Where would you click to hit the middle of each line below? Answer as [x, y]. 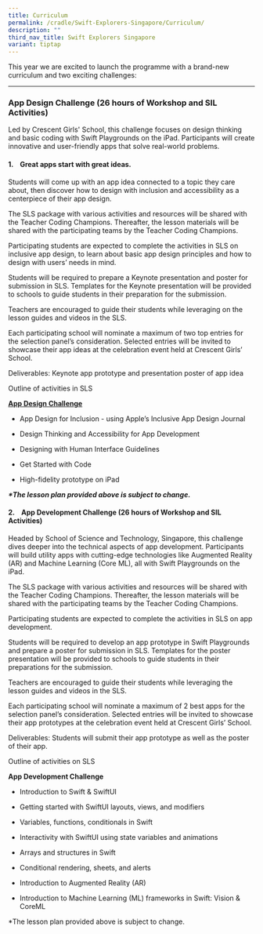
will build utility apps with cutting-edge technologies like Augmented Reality [130, 554]
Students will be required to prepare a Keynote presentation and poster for [128, 277]
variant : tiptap [34, 45]
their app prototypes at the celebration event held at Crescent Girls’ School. [130, 722]
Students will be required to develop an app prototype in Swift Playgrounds [129, 642]
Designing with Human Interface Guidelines [90, 449]
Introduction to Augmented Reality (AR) [83, 882]
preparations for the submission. [61, 667]
